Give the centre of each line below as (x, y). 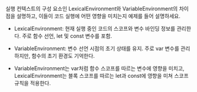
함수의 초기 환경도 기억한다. (63, 56)
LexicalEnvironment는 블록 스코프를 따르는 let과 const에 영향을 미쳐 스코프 (101, 76)
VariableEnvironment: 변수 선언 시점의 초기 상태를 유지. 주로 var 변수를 (97, 48)
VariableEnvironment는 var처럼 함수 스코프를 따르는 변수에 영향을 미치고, (99, 68)
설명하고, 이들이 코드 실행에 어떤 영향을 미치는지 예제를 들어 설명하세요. (98, 16)
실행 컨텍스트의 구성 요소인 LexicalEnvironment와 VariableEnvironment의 (92, 9)
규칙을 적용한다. (32, 83)
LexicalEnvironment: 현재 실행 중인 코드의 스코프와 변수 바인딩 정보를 (95, 29)
